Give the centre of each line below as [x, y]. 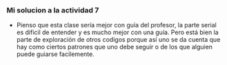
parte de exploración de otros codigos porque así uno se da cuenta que [118, 40]
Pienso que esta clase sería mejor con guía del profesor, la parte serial [116, 25]
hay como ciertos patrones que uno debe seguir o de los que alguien [115, 47]
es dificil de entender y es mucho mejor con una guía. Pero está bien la [117, 32]
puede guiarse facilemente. [55, 54]
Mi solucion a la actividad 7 [53, 10]
